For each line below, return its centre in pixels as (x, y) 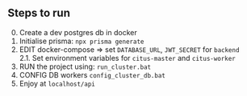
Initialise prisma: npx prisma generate (82, 41)
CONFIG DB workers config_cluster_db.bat (92, 74)
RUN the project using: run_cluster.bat (85, 66)
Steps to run (39, 13)
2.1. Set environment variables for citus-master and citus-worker (127, 58)
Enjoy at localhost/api (57, 83)
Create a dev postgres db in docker (78, 32)
